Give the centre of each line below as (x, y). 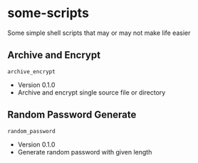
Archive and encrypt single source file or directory (92, 92)
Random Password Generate (72, 115)
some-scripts (48, 13)
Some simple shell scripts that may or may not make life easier (99, 33)
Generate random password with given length (85, 152)
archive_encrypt (31, 72)
